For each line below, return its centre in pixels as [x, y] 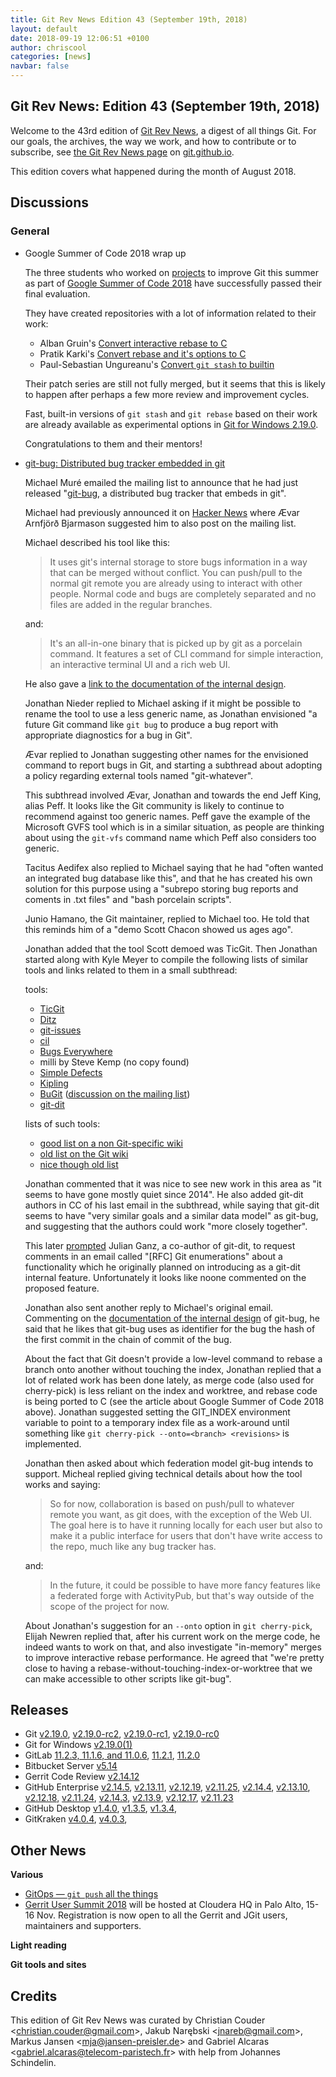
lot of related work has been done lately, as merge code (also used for [169, 1380]
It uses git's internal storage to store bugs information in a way [178, 562]
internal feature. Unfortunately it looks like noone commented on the [165, 1277]
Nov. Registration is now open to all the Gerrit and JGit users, [162, 1915]
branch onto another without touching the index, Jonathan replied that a [173, 1369]
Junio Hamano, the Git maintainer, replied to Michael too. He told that [167, 918]
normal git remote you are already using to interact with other [176, 583]
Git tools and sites [48, 1965]
